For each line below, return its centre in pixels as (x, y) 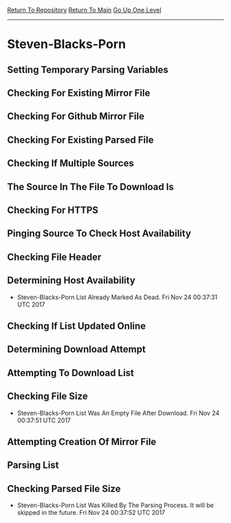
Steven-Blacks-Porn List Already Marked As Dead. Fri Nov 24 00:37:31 (117, 297)
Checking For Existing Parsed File (80, 140)
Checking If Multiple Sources (70, 164)
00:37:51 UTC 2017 (44, 420)
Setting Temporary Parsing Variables (88, 69)
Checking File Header (54, 257)
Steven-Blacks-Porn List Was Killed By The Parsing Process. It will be (115, 505)
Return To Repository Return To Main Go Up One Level (84, 10)
